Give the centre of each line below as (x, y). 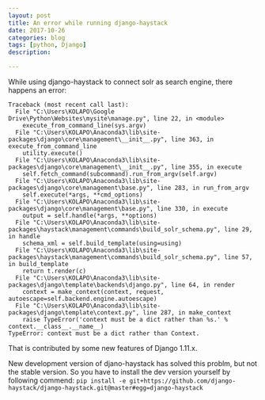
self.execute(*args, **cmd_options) (83, 195)
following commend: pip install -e (67, 380)
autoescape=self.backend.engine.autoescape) (83, 299)
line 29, (238, 230)
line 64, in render (203, 285)
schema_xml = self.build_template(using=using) (102, 243)
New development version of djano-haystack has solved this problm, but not (133, 364)
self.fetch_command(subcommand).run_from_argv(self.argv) (120, 174)
